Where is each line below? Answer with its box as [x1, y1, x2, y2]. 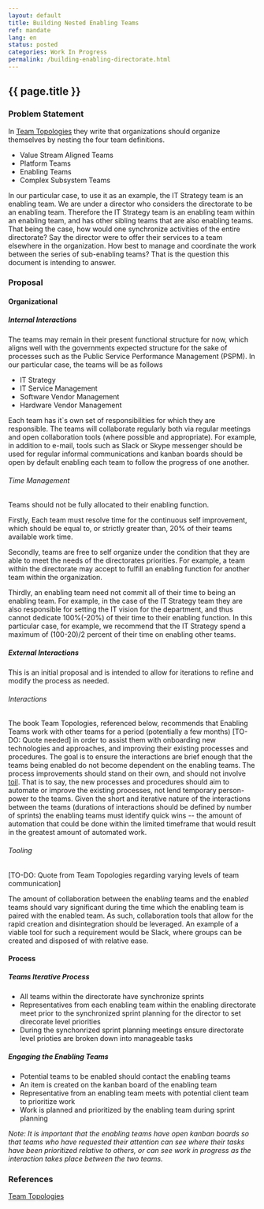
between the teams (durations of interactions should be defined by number [8, 803, 252, 812]
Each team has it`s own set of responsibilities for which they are [8, 416, 216, 425]
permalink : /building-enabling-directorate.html [8, 56, 171, 64]
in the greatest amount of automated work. [8, 828, 147, 837]
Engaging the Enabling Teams [8, 1051, 109, 1061]
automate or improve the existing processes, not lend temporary [8, 786, 217, 795]
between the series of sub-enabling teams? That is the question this [8, 249, 230, 259]
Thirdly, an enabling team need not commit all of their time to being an [8, 588, 236, 597]
